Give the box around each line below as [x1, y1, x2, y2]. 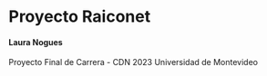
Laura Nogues [8, 36, 63, 47]
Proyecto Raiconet [8, 6, 151, 27]
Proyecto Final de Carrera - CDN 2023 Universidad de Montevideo [8, 57, 259, 68]
